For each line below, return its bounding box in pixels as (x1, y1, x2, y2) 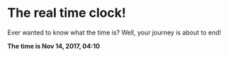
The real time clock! (7, 5, 126, 21)
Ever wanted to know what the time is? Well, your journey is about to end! (7, 28, 222, 37)
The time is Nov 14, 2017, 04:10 (7, 42, 101, 50)
